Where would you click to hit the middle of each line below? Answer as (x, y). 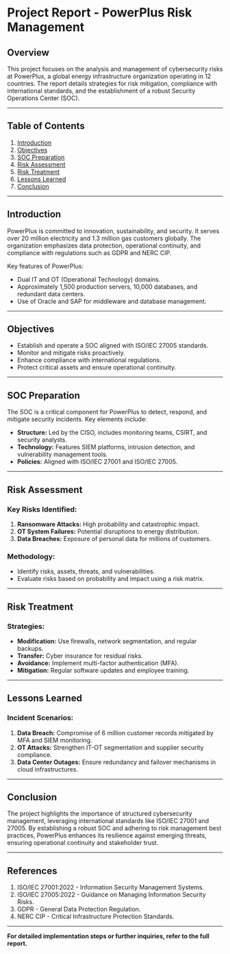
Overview (28, 52)
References (32, 871)
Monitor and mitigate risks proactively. (71, 353)
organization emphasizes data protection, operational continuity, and (104, 246)
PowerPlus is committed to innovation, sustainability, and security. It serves (113, 230)
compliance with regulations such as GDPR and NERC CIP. (89, 252)
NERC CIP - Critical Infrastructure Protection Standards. (95, 916)
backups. (30, 648)
